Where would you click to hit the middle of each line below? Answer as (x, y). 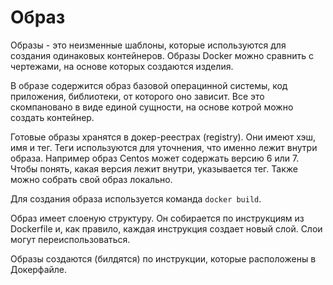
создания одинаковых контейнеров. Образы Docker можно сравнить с (162, 55)
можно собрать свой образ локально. (91, 179)
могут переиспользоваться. (70, 239)
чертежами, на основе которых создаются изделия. (122, 66)
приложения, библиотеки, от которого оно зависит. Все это (137, 96)
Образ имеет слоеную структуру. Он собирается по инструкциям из (157, 218)
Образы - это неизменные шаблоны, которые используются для (148, 45)
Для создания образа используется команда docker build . (136, 198)
